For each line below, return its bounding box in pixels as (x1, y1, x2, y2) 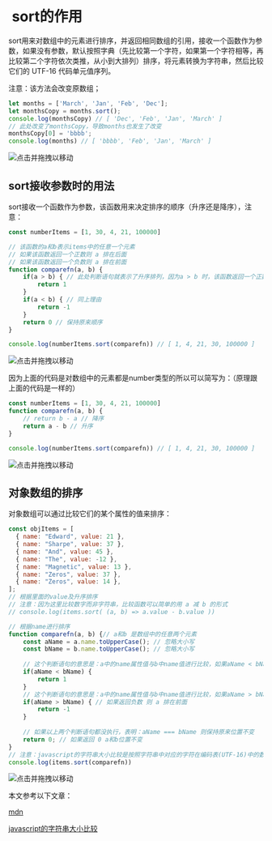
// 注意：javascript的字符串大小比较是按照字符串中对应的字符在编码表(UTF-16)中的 (8, 750, 260, 758)
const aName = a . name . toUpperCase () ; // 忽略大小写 (23, 638, 195, 646)
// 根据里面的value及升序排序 (8, 593, 99, 601)
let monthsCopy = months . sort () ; (8, 107, 121, 115)
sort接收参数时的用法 (8, 179, 115, 193)
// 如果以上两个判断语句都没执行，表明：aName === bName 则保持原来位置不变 (23, 728, 255, 736)
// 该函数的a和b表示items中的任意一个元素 (8, 242, 135, 251)
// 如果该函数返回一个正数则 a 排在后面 (8, 250, 127, 258)
